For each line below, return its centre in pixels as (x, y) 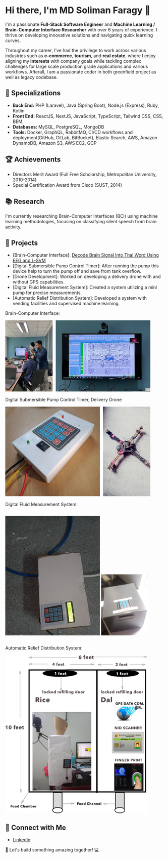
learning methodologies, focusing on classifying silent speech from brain (81, 222)
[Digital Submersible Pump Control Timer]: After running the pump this (86, 266)
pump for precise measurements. (47, 293)
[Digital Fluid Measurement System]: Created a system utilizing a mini (85, 288)
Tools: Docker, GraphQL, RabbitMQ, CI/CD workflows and (72, 132)
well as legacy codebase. (32, 77)
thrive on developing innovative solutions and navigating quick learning (79, 35)
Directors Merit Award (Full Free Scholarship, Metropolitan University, (85, 174)
